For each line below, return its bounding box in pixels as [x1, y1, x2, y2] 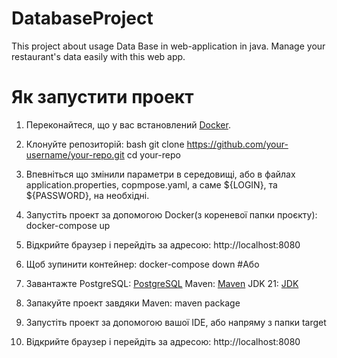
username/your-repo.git [25, 148, 125, 161]
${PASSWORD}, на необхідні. [25, 189, 150, 201]
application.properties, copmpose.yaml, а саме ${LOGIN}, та [25, 178, 278, 191]
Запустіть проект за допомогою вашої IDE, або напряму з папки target [25, 316, 327, 328]
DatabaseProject [11, 7, 154, 30]
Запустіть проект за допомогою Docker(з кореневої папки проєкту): [25, 208, 318, 221]
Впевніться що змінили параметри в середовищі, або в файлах [25, 168, 296, 180]
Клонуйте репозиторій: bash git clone [25, 138, 185, 150]
